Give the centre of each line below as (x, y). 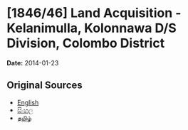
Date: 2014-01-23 (33, 63)
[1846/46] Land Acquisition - (94, 13)
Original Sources (45, 86)
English (28, 102)
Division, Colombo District (86, 43)
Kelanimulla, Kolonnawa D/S (92, 28)
